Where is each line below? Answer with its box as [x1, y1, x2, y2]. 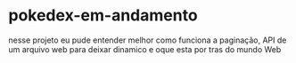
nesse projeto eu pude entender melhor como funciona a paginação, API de [8, 35, 287, 45]
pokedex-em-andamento [8, 5, 198, 26]
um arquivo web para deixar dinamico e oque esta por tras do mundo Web [8, 43, 282, 54]
